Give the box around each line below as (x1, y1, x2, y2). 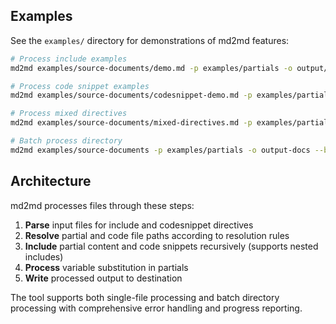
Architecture (10, 173, 92, 190)
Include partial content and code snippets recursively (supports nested (24, 240, 319, 252)
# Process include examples (10, 54, 128, 64)
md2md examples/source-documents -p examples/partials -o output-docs (10, 145, 311, 155)
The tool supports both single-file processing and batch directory (10, 291, 280, 303)
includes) (24, 250, 64, 263)
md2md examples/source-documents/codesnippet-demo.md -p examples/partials (10, 90, 333, 101)
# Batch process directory (10, 136, 123, 146)
